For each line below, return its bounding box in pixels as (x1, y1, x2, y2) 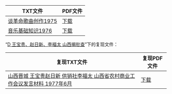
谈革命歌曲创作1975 (8, 17, 57, 25)
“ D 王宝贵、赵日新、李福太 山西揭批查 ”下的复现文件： (5, 41, 119, 47)
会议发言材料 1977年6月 (13, 80, 73, 87)
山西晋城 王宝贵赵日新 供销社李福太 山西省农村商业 (8, 72, 130, 79)
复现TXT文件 (56, 59, 88, 66)
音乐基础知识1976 (8, 27, 52, 34)
